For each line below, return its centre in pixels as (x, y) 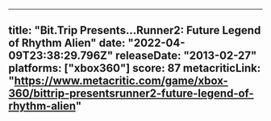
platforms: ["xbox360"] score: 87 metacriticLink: (135, 68)
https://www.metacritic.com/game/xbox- (121, 81)
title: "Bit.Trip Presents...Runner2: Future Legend (135, 30)
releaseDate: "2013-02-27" (186, 56)
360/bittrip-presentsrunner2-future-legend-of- (131, 94)
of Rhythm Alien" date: (67, 43)
